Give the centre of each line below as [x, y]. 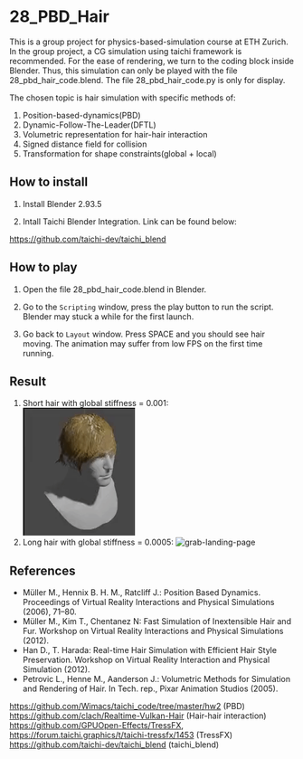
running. [38, 353]
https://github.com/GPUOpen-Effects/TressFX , [96, 726]
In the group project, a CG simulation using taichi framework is [126, 51]
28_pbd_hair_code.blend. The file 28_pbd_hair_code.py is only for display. [147, 80]
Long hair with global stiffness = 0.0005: [98, 542]
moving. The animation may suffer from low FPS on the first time [142, 343]
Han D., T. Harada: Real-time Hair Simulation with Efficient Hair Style [150, 650]
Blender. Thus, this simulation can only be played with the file [123, 71]
